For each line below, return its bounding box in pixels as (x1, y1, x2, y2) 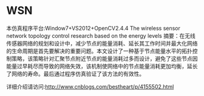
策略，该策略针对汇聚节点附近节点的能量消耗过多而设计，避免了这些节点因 (11, 55, 198, 62)
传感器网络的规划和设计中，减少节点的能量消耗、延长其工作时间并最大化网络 (6, 39, 198, 47)
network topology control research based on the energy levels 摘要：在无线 (6, 32, 195, 39)
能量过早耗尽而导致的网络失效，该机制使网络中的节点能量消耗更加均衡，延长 (6, 62, 198, 70)
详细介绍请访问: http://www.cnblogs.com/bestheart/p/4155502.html (6, 83, 174, 90)
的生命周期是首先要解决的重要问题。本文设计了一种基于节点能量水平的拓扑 (6, 47, 192, 55)
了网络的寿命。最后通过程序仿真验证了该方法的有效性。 (6, 70, 144, 77)
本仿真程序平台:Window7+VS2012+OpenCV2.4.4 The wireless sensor (6, 24, 181, 32)
